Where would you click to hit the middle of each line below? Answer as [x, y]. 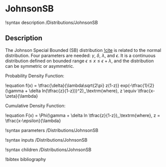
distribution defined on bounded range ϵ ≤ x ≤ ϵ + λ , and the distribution [80, 61]
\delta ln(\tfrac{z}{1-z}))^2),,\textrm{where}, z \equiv [83, 91]
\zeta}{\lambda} [22, 96]
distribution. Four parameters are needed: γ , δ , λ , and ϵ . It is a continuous [81, 55]
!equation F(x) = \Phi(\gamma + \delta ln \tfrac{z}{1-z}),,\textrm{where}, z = [83, 115]
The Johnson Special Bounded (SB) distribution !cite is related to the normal [83, 50]
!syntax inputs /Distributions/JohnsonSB [46, 140]
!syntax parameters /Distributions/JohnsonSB [52, 130]
